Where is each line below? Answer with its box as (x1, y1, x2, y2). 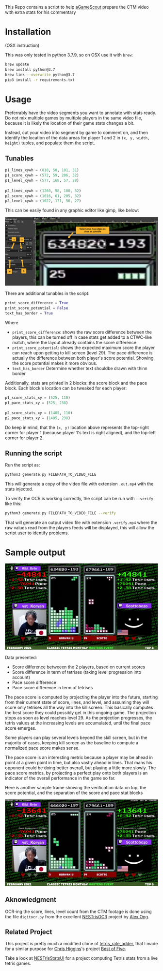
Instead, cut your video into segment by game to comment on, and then (5, 130, 148, 136)
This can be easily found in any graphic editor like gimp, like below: (5, 207, 139, 214)
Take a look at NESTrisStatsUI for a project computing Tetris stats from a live (5, 955, 158, 961)
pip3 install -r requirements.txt (5, 78, 75, 82)
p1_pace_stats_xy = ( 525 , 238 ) (5, 400, 68, 405)
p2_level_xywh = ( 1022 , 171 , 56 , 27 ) (5, 198, 81, 204)
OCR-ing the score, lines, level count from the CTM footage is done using (5, 909, 152, 914)
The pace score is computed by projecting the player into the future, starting (5, 694, 158, 700)
